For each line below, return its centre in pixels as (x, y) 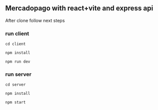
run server (18, 74)
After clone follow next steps (35, 20)
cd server (16, 85)
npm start (16, 102)
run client (17, 33)
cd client (16, 44)
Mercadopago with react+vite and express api (79, 8)
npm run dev (18, 62)
